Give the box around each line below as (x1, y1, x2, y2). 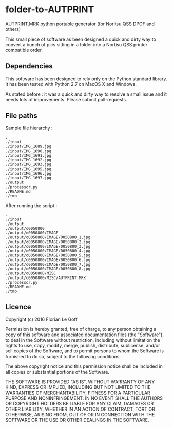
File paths (5, 112, 37, 120)
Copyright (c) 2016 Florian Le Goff (5, 316, 78, 322)
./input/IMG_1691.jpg (5, 153, 52, 158)
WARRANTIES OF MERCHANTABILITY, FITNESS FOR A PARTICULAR (5, 389, 150, 396)
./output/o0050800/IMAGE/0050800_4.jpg (5, 248, 91, 253)
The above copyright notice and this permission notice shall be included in (5, 363, 163, 369)
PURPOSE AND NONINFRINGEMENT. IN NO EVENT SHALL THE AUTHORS (5, 395, 163, 401)
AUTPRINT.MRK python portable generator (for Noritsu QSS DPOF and (5, 21, 155, 27)
